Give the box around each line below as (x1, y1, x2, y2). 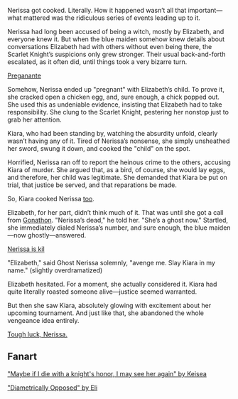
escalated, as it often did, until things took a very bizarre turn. (7, 58, 188, 66)
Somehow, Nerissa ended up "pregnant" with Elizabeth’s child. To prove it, (7, 85, 225, 93)
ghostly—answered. (27, 231, 87, 239)
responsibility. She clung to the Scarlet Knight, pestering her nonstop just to (7, 108, 229, 116)
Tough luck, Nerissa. (7, 330, 67, 339)
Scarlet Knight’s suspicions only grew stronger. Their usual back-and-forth (7, 50, 226, 58)
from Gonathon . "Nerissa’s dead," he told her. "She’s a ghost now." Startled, (7, 216, 229, 224)
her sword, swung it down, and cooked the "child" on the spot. (7, 144, 190, 152)
